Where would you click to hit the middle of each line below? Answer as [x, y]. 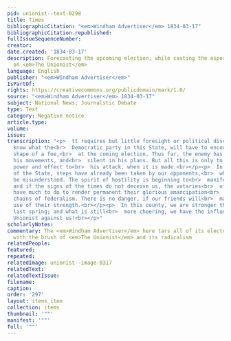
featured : [21, 250]
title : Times [26, 20]
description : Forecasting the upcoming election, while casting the [107, 58]
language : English [33, 71]
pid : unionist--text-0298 [44, 13]
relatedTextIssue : [33, 276]
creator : [20, 45]
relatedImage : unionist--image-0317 [59, 263]
